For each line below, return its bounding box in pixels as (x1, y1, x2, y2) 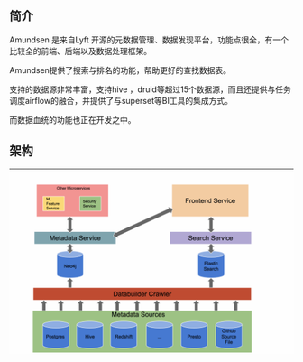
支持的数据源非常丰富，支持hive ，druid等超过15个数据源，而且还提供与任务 (9, 84, 291, 95)
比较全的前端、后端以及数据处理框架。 (9, 45, 151, 56)
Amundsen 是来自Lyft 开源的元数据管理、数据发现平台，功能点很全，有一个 (9, 34, 289, 45)
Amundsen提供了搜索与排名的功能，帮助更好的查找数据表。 (9, 64, 232, 75)
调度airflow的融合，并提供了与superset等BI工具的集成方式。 (9, 95, 233, 106)
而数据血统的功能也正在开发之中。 (9, 114, 136, 125)
